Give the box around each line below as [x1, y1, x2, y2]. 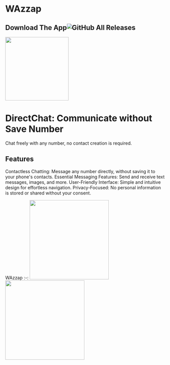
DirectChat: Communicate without [5, 113, 153, 124]
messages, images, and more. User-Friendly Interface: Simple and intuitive [5, 179, 161, 185]
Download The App [5, 23, 67, 32]
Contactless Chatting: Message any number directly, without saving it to [5, 168, 155, 174]
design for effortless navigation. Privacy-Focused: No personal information [5, 184, 161, 190]
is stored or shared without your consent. [5, 190, 91, 196]
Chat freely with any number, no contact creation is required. [5, 140, 133, 146]
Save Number [5, 123, 64, 135]
